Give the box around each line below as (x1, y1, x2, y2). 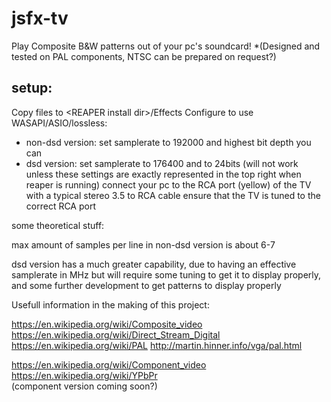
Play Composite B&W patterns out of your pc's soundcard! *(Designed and (11, 40, 321, 52)
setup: (11, 80, 53, 97)
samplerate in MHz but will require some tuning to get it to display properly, (11, 268, 322, 281)
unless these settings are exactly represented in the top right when (25, 168, 302, 180)
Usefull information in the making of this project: (11, 298, 210, 311)
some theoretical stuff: (11, 219, 105, 231)
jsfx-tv (11, 7, 69, 30)
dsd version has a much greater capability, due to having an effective (11, 258, 297, 270)
